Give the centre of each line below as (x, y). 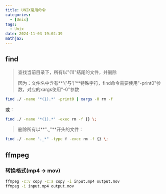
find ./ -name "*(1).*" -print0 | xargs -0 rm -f (59, 99)
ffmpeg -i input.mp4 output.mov (40, 186)
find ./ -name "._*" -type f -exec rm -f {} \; (57, 139)
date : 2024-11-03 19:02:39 (34, 34)
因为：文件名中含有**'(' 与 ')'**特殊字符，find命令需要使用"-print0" (87, 83)
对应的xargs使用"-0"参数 (53, 89)
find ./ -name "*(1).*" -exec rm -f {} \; (51, 119)
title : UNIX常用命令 (26, 10)
